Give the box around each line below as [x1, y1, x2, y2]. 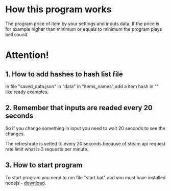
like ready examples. [5, 89, 49, 95]
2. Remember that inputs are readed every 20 [5, 103, 153, 112]
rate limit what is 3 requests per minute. [5, 146, 89, 152]
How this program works [5, 4, 112, 15]
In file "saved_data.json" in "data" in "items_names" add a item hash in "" [5, 83, 159, 89]
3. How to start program [5, 161, 83, 169]
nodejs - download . [5, 180, 46, 186]
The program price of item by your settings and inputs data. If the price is [5, 20, 160, 27]
